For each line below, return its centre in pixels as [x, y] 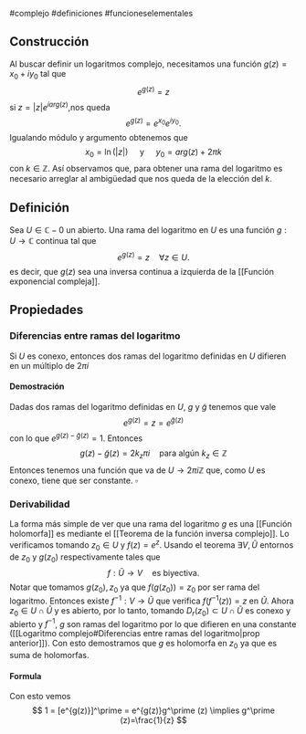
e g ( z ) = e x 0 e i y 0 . [153, 122]
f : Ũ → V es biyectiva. [153, 573]
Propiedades [47, 310]
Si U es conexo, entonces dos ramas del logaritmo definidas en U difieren [148, 356]
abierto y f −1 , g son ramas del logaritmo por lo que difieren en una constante [153, 623]
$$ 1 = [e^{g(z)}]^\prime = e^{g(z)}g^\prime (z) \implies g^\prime [153, 710]
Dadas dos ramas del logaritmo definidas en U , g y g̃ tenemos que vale [143, 406]
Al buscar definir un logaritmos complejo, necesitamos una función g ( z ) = [148, 64]
